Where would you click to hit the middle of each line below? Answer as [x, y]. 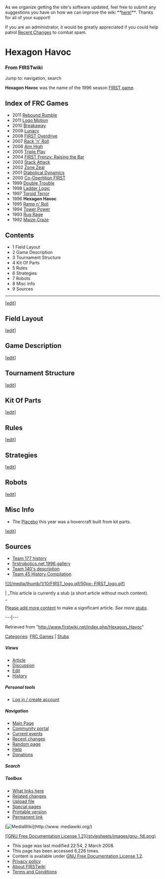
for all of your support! [28, 17]
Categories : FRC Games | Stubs [37, 636]
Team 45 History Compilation [42, 574]
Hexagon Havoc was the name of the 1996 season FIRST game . [70, 88]
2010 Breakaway [29, 126]
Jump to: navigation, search [33, 78]
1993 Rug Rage [27, 215]
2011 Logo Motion [30, 121]
